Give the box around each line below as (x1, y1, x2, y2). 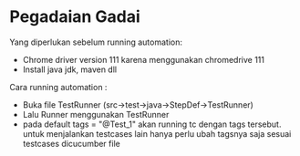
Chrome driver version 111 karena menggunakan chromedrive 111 (22, 54, 264, 65)
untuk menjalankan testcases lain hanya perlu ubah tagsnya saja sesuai (22, 128, 292, 139)
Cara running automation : (9, 81, 108, 92)
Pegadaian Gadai (9, 6, 141, 27)
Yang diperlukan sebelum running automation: (9, 36, 182, 47)
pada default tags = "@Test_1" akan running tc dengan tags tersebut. (22, 119, 282, 130)
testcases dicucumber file (22, 138, 120, 149)
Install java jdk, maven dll (22, 64, 117, 75)
